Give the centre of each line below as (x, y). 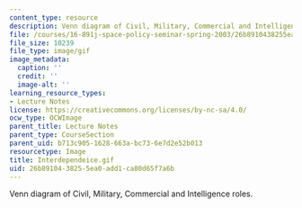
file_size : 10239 (42, 43)
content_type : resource (54, 18)
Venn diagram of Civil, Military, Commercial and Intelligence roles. (131, 194)
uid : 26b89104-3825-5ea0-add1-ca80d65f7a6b (92, 168)
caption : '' (40, 68)
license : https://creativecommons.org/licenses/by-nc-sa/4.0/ (128, 110)
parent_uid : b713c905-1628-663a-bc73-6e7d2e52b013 (106, 143)
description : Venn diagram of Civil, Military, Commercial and (130, 26)
